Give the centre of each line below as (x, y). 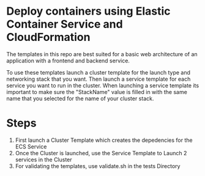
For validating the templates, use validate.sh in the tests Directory (98, 166)
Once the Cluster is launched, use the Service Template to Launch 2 (101, 153)
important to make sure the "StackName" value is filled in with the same (97, 92)
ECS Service (31, 146)
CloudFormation (48, 37)
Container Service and (65, 24)
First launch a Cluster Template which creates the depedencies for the (104, 140)
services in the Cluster (43, 159)
